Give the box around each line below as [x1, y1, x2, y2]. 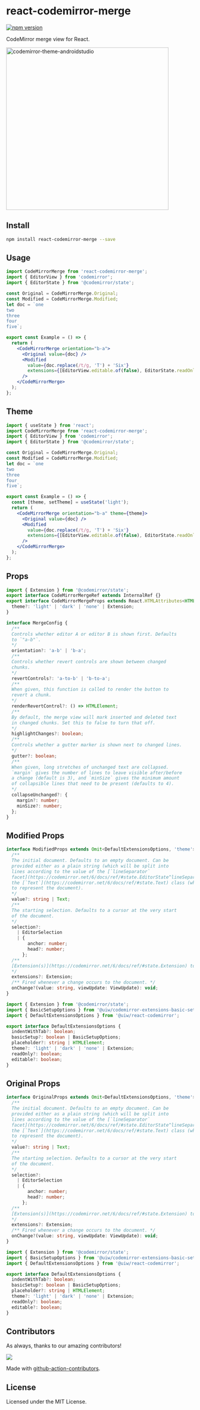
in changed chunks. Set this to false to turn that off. [11, 720, 156, 726]
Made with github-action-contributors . [6, 1365, 101, 1372]
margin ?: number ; [17, 797, 60, 803]
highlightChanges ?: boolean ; [11, 731, 84, 737]
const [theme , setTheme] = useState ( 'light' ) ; [11, 499, 129, 505]
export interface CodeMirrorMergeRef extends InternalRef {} [6, 592, 161, 599]
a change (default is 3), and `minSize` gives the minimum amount [11, 775, 180, 781]
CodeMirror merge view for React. [6, 35, 90, 42]
